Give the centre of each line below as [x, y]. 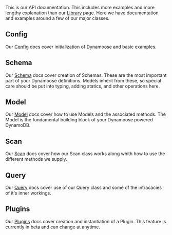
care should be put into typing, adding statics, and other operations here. [83, 86]
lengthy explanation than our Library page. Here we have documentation [82, 13]
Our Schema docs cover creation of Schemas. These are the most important [86, 75]
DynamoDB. [18, 125]
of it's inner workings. [28, 193]
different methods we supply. [36, 159]
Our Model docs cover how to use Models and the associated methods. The [85, 114]
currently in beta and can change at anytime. [53, 227]
